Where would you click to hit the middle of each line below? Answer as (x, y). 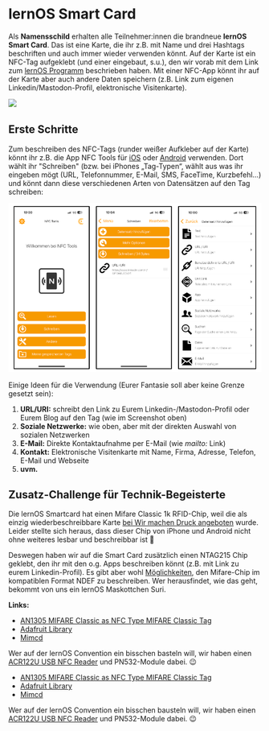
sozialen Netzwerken (55, 435)
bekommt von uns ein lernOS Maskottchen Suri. (87, 589)
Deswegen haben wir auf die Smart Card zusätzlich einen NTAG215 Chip (128, 555)
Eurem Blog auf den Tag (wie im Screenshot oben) (103, 418)
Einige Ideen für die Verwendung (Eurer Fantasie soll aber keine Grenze (126, 385)
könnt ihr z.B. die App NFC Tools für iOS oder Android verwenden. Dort (126, 157)
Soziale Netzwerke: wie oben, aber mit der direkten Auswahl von (128, 427)
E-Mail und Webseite (55, 460)
